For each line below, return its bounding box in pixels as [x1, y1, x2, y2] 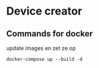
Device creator [6, 4, 83, 18]
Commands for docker [6, 29, 93, 39]
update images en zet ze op [6, 44, 76, 52]
